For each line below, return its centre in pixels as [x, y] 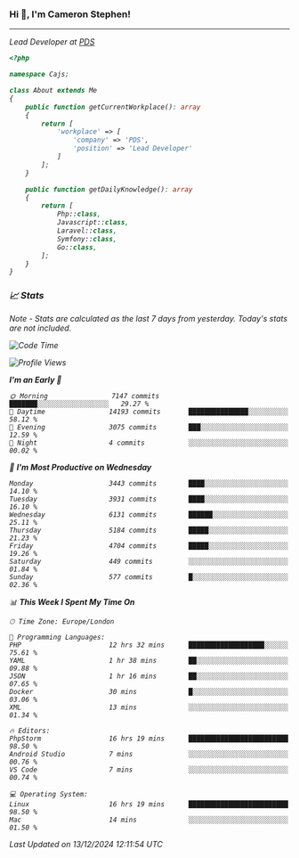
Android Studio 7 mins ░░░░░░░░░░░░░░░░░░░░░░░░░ [149, 754]
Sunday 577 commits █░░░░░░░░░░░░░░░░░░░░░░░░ [149, 577]
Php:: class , [79, 214]
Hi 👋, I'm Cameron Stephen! [70, 14]
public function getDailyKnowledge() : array [109, 189]
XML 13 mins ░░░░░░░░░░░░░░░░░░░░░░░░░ [149, 707]
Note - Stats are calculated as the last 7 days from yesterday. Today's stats [148, 318]
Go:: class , [77, 247]
